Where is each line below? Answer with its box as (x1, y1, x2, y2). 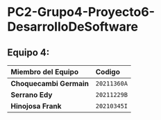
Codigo (95, 67, 120, 76)
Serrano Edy (10, 90, 53, 99)
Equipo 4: (7, 46, 50, 58)
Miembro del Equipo (10, 67, 78, 76)
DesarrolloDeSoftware (7, 19, 139, 35)
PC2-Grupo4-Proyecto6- (7, 4, 155, 20)
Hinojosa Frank (10, 101, 62, 111)
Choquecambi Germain (10, 79, 89, 88)
